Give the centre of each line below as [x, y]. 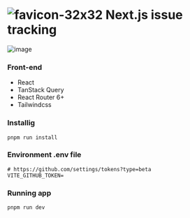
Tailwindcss [34, 105]
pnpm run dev [26, 208]
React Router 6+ [41, 97]
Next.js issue [144, 15]
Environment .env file [44, 155]
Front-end [25, 67]
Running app [29, 193]
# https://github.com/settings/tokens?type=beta [79, 169]
